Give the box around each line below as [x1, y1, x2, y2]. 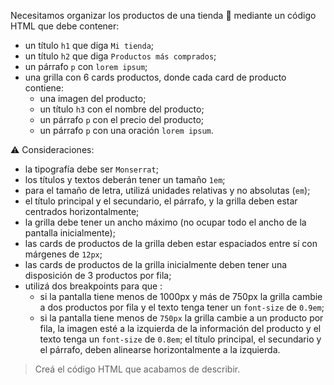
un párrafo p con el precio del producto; [39, 114, 205, 125]
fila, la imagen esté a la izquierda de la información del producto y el [39, 323, 322, 334]
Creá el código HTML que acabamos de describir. [34, 363, 241, 375]
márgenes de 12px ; [24, 248, 103, 260]
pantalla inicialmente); [24, 227, 116, 239]
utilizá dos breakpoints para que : [24, 280, 163, 292]
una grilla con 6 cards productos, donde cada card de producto [24, 71, 287, 83]
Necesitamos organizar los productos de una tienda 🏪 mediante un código [10, 10, 317, 21]
